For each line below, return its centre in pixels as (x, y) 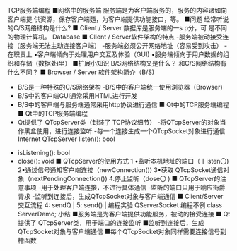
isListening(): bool (44, 153)
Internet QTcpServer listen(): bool (66, 139)
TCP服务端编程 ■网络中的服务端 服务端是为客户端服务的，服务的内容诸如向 (117, 10)
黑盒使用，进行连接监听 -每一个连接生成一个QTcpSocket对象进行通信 (125, 131)
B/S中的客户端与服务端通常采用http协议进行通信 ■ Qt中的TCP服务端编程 (123, 105)
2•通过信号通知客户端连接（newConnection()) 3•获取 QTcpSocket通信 (120, 170)
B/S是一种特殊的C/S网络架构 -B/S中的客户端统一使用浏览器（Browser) (120, 87)
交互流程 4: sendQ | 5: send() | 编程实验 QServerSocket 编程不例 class (120, 205)
